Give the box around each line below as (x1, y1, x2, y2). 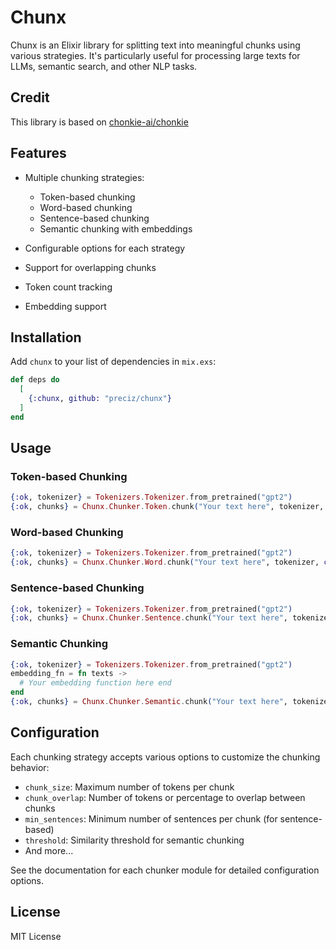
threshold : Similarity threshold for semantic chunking (24, 834, 245, 846)
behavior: (10, 761, 50, 773)
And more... (24, 844, 74, 856)
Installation (10, 329, 82, 346)
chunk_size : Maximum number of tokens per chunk (24, 781, 235, 793)
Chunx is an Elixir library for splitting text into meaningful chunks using (10, 39, 301, 51)
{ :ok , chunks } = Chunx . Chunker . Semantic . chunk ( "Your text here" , (10, 697, 289, 707)
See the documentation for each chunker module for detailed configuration (10, 864, 320, 876)
